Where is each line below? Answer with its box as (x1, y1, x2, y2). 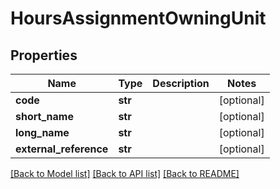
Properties (10, 47, 78, 64)
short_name (15, 110, 74, 123)
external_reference (15, 142, 109, 156)
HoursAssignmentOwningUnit (10, 7, 267, 30)
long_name (15, 126, 70, 139)
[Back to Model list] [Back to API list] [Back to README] (10, 168, 240, 179)
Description (152, 77, 210, 90)
